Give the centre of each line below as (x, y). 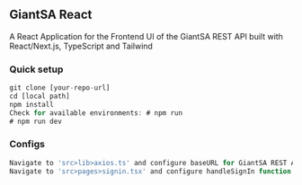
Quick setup (36, 69)
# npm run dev (36, 121)
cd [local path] (40, 96)
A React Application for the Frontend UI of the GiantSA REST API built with (146, 36)
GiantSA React (51, 15)
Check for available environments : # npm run (96, 113)
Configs (27, 145)
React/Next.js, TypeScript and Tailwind (81, 46)
